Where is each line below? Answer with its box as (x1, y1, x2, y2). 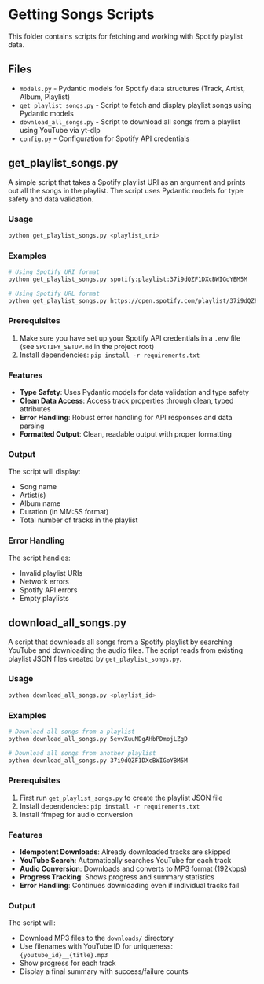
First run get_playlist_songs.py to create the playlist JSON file (19, 793, 223, 802)
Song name (19, 482, 57, 492)
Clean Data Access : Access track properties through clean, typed (19, 396, 234, 406)
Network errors (19, 577, 69, 586)
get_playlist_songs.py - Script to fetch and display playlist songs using (19, 100, 252, 109)
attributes (19, 404, 51, 414)
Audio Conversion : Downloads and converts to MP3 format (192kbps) (19, 864, 247, 874)
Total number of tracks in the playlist (19, 515, 138, 525)
